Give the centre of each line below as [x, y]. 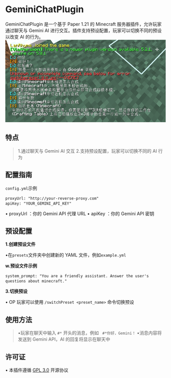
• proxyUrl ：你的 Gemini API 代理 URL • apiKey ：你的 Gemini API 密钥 [80, 213]
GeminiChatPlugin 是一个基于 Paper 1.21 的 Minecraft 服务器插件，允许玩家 [83, 24]
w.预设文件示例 [21, 266]
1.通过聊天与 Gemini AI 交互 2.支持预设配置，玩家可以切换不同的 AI [87, 151]
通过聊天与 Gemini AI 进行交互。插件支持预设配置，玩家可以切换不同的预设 [83, 30]
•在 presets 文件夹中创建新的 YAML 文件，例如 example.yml [66, 255]
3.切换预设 [17, 292]
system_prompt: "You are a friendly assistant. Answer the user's [77, 276]
